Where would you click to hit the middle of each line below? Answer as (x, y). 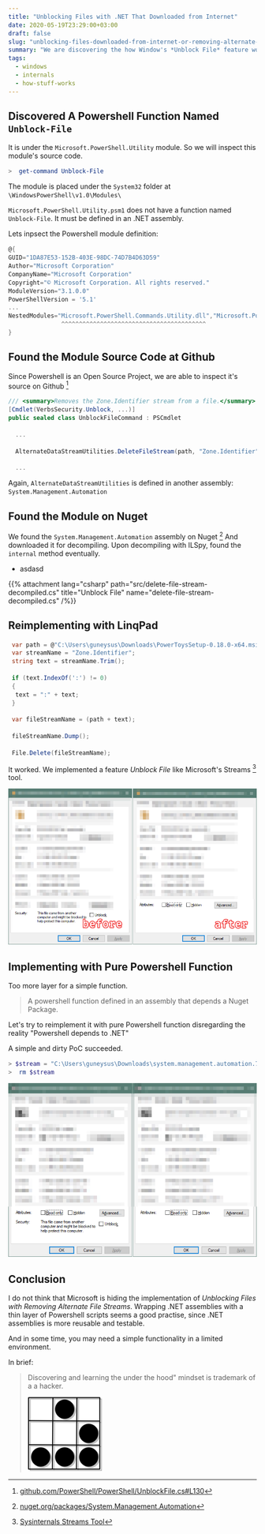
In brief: (21, 1363)
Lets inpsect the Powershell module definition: (83, 234)
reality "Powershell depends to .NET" (69, 1033)
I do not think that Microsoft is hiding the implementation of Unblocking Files (132, 1298)
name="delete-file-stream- (170, 592)
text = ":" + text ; (47, 695)
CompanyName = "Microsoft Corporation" (70, 274)
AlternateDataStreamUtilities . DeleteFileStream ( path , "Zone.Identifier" (137, 451)
